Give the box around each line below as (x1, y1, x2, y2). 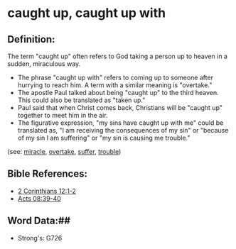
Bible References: (7, 168, 87, 180)
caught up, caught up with (7, 5, 166, 21)
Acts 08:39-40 (17, 194, 62, 203)
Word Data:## (7, 215, 71, 227)
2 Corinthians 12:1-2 (17, 187, 77, 195)
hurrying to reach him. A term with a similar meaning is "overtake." (17, 81, 213, 89)
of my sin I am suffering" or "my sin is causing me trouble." (17, 133, 191, 142)
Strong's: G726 (17, 233, 63, 242)
